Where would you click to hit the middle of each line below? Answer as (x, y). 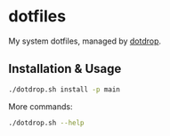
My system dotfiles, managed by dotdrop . (85, 41)
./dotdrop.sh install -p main (65, 89)
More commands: (40, 106)
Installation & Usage (65, 69)
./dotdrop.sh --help (47, 123)
